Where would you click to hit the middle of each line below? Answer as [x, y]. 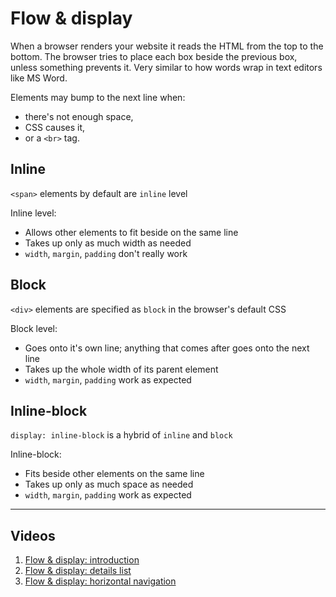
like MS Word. [39, 78]
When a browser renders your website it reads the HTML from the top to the [167, 46]
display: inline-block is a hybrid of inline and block [121, 435]
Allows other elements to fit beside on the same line [131, 232]
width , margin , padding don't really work [106, 253]
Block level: [34, 328]
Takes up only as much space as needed [109, 484]
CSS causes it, [55, 127]
